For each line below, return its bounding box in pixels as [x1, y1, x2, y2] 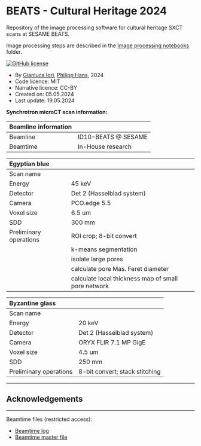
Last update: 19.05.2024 [14, 97, 75, 104]
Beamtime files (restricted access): [6, 416, 93, 423]
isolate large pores [71, 255, 123, 263]
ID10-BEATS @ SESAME [77, 133, 148, 141]
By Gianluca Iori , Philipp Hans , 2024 [14, 71, 104, 78]
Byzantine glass [9, 299, 56, 307]
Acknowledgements [6, 394, 83, 404]
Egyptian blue [9, 160, 50, 168]
